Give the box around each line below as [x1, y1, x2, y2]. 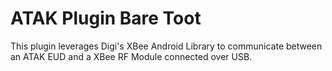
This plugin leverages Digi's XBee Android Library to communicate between [10, 40, 323, 52]
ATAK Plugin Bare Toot [10, 7, 202, 30]
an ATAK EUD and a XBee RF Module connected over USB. [10, 50, 253, 62]
